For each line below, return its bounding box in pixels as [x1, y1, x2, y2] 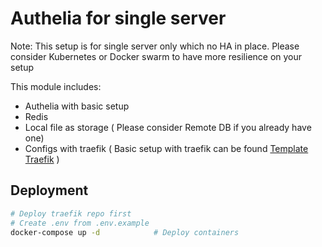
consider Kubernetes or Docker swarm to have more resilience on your [10, 50, 303, 62]
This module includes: [10, 80, 102, 92]
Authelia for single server [10, 7, 227, 30]
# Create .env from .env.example [10, 218, 150, 228]
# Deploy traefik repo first [10, 208, 132, 219]
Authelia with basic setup [24, 100, 130, 112]
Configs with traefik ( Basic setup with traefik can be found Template [24, 142, 309, 154]
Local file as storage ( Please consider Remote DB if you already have [24, 121, 312, 133]
